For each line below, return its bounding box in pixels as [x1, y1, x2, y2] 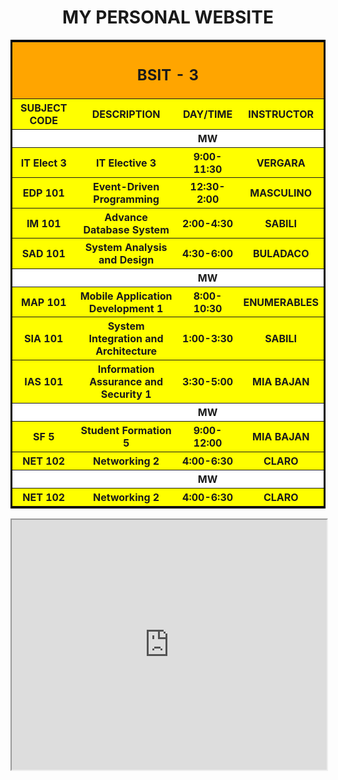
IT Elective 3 [96, 156, 157, 170]
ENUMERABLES [243, 295, 319, 309]
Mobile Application [79, 289, 173, 303]
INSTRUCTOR [248, 107, 315, 121]
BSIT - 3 [136, 65, 200, 85]
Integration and [88, 332, 164, 346]
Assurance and [89, 374, 163, 388]
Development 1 [88, 301, 164, 315]
